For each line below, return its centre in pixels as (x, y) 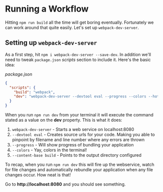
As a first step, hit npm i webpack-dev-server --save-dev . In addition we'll (78, 54)
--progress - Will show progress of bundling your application (73, 145)
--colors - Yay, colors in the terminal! (49, 150)
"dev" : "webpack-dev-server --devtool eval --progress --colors (80, 96)
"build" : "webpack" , (34, 92)
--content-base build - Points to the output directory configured (77, 155)
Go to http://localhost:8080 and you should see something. (65, 184)
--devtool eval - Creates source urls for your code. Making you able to (83, 135)
